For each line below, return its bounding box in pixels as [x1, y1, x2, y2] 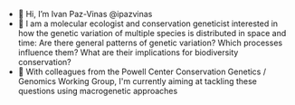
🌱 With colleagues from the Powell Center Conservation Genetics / [17, 66, 267, 77]
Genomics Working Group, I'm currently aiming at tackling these [17, 76, 258, 86]
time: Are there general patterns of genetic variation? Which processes [17, 37, 283, 48]
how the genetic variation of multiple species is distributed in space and [17, 28, 287, 38]
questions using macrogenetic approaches [17, 86, 178, 96]
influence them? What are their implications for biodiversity [17, 47, 239, 58]
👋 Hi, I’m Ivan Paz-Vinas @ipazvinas [17, 9, 153, 19]
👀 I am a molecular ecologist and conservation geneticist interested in [17, 18, 279, 29]
